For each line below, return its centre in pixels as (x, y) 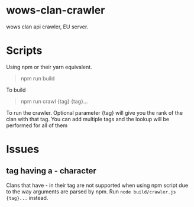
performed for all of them (37, 125)
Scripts (24, 51)
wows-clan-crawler (56, 10)
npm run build (38, 78)
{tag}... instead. (27, 198)
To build (16, 90)
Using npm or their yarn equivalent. (49, 67)
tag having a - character (51, 171)
